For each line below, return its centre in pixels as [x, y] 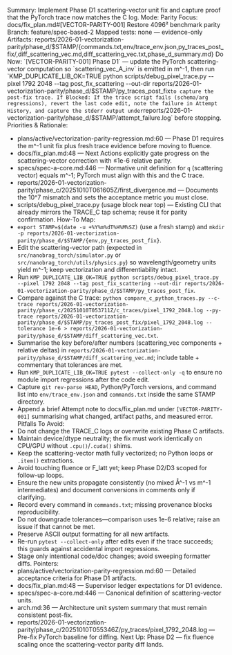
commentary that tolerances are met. [70, 365]
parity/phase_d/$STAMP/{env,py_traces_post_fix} [88, 241]
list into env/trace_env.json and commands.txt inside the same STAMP [116, 394]
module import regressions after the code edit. [83, 379]
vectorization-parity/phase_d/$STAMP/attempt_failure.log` [90, 118]
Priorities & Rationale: [38, 125]
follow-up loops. [40, 475]
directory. [31, 402]
